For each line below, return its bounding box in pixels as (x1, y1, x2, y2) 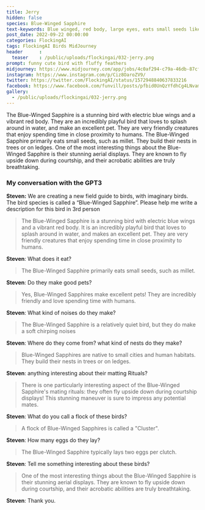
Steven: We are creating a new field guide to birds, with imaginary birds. (6, 192, 189, 200)
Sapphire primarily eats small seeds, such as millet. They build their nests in (6, 137, 197, 144)
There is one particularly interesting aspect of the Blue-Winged (21, 381, 180, 389)
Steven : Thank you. (6, 497, 56, 504)
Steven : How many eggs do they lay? (6, 437, 101, 444)
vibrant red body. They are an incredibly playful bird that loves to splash (6, 118, 187, 125)
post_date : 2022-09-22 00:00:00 (6, 32, 88, 38)
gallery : (6, 89, 29, 95)
